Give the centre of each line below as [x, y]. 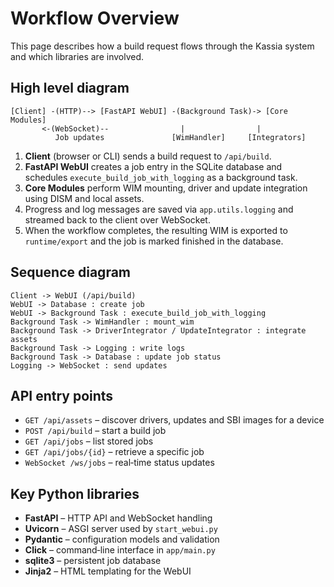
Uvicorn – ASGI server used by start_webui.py [121, 529]
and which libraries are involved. [77, 56]
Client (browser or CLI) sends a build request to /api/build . [148, 156]
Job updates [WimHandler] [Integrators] [180, 137]
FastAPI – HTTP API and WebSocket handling [118, 518]
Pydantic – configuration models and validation [122, 539]
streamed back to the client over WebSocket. [117, 219]
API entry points [62, 395]
